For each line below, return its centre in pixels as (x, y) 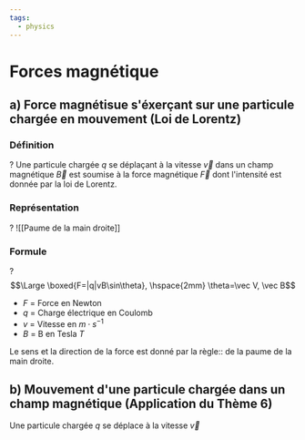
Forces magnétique (84, 72)
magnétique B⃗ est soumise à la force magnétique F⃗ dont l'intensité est (146, 175)
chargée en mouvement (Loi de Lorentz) (125, 119)
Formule (28, 251)
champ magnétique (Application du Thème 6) (141, 404)
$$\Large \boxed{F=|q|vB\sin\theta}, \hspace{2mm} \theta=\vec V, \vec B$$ (153, 285)
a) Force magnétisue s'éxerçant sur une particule (152, 105)
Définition (32, 145)
